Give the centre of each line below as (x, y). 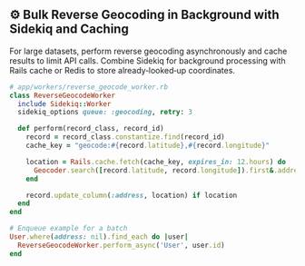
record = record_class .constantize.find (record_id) (125, 137)
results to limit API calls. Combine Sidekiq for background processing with (148, 60)
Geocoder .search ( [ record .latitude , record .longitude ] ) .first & (153, 170)
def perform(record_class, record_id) (91, 129)
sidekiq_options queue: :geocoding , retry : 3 (105, 113)
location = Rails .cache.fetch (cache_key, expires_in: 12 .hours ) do (156, 162)
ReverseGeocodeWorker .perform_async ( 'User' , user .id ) (121, 245)
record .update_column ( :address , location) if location (132, 195)
